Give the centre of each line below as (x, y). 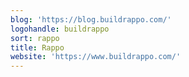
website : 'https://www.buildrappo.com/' (96, 57)
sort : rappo (35, 38)
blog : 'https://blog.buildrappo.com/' (91, 19)
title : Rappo (37, 47)
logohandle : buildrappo (60, 29)
